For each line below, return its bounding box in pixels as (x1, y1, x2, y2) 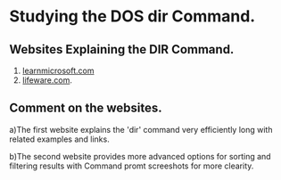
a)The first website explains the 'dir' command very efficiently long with (9, 124, 273, 135)
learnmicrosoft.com (21, 65, 95, 76)
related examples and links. (9, 134, 110, 144)
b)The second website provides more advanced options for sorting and (9, 151, 271, 161)
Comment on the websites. (9, 101, 162, 116)
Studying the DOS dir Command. (9, 6, 256, 27)
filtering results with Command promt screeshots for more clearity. (9, 160, 254, 171)
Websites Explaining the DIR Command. (9, 42, 235, 57)
